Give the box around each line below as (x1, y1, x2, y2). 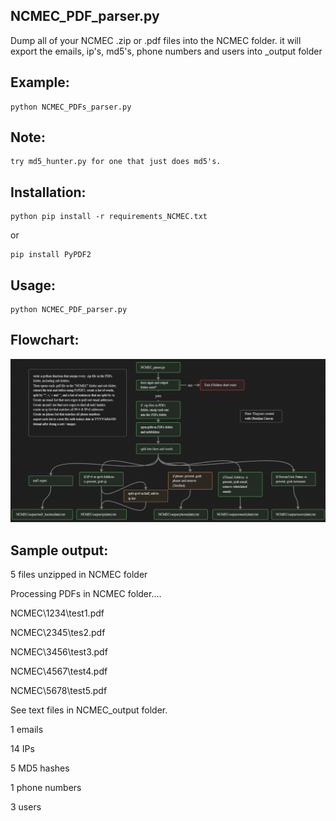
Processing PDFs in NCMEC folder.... (10, 588, 162, 600)
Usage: (10, 277, 57, 294)
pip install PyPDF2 (10, 250, 92, 260)
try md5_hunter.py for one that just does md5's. (10, 157, 222, 167)
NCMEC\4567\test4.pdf (10, 665, 108, 678)
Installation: (10, 184, 87, 201)
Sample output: (10, 542, 109, 559)
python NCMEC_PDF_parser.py (10, 305, 128, 315)
